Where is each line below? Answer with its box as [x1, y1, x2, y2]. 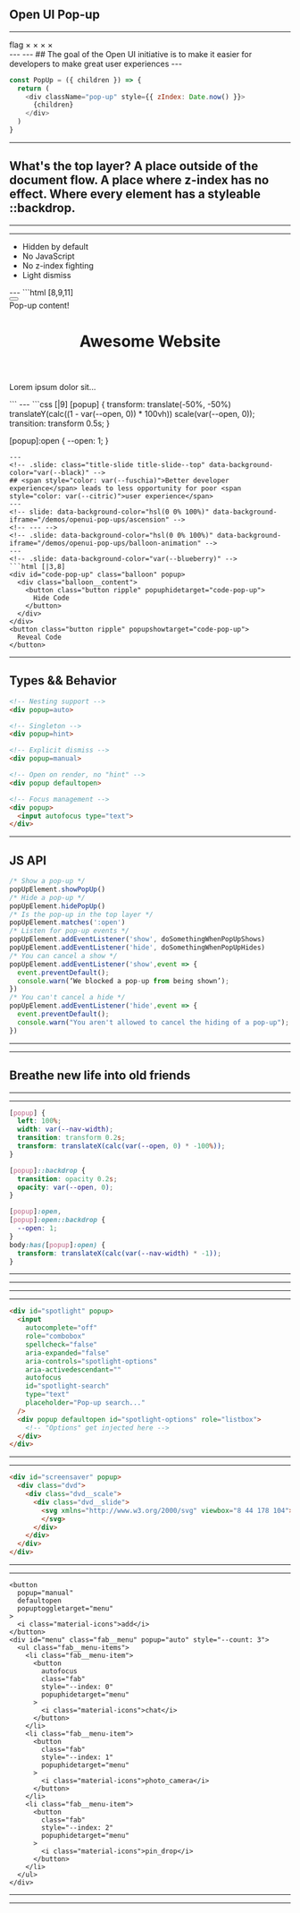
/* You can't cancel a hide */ [9, 993, 126, 1002]
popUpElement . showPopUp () [9, 885, 105, 894]
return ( [17, 84, 50, 93]
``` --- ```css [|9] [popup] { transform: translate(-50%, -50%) [9, 398, 232, 410]
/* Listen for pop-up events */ [9, 926, 129, 936]
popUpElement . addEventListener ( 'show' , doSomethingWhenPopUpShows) [9, 935, 266, 944]
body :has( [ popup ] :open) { [9, 1240, 105, 1249]
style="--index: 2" [41, 1824, 114, 1832]
